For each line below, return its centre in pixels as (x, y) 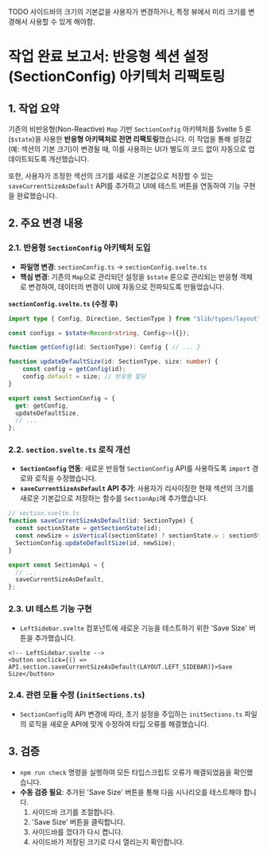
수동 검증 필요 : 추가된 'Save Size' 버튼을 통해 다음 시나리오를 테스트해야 (131, 792)
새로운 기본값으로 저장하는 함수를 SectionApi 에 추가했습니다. (114, 498)
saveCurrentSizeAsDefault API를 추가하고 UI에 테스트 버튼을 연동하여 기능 (124, 186)
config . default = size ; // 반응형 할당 (84, 376)
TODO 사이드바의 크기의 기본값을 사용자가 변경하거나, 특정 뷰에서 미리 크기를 (127, 12)
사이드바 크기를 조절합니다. (73, 812)
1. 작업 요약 (34, 109)
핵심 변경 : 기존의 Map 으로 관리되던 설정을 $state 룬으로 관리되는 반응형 (129, 276)
